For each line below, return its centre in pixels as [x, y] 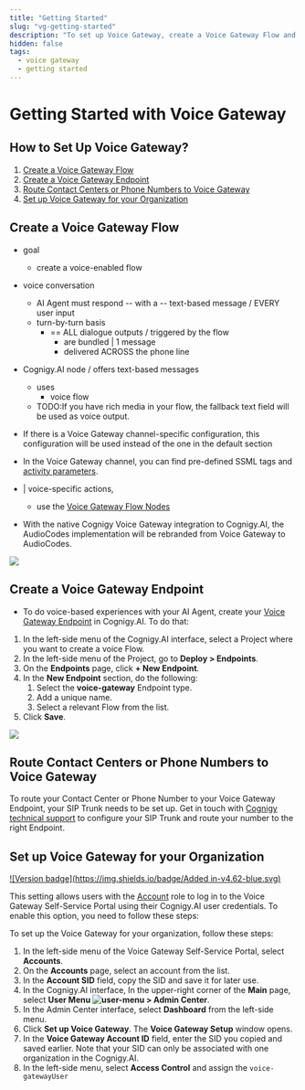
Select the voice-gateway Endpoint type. [114, 688]
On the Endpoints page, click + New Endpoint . [111, 668]
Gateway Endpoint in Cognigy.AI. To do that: [106, 621]
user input [55, 313]
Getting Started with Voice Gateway [148, 114]
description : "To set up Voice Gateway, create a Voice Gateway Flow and [153, 35]
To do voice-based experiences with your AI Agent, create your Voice [154, 611]
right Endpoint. [37, 828]
